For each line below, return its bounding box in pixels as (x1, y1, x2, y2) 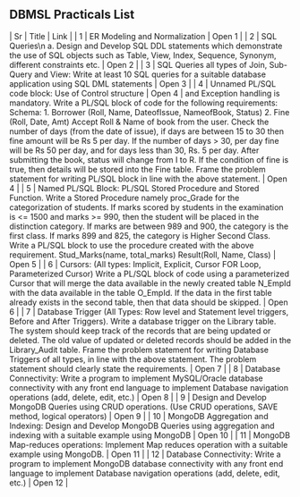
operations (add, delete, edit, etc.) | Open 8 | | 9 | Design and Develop (9, 392, 267, 402)
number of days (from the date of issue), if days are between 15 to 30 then (9, 125, 285, 137)
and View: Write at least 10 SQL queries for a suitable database (34, 69, 267, 80)
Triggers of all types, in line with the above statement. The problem (9, 353, 257, 365)
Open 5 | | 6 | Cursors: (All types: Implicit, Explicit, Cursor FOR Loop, (9, 258, 261, 269)
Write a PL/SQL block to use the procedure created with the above (9, 240, 254, 250)
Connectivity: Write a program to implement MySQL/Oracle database (9, 373, 264, 383)
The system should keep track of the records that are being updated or (9, 325, 271, 336)
